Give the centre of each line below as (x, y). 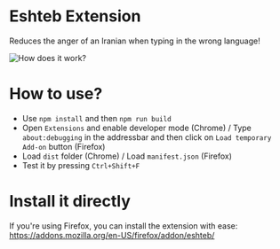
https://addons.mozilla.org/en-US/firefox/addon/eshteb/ (112, 235)
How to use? (56, 94)
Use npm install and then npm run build (96, 118)
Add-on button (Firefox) (64, 146)
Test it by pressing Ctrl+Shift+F (81, 165)
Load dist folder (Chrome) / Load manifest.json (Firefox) (127, 156)
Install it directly (70, 202)
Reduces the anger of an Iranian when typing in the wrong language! (135, 41)
